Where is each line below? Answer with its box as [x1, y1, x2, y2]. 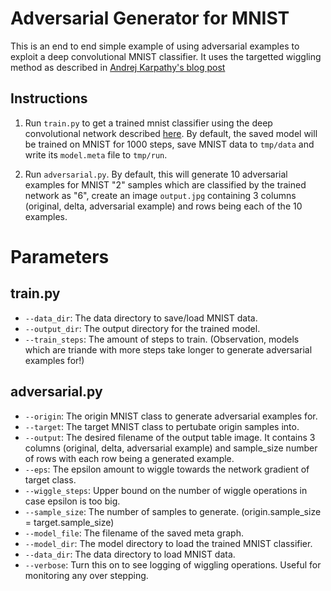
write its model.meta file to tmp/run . [24, 148, 168, 161]
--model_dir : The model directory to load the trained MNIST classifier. [24, 537, 313, 549]
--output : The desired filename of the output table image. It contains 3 [24, 431, 316, 443]
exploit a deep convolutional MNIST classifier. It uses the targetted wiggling [10, 50, 322, 62]
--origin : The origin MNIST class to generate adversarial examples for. [24, 410, 318, 422]
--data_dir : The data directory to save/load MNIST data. [24, 312, 258, 324]
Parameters [10, 245, 110, 268]
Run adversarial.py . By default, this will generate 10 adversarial [24, 168, 288, 180]
